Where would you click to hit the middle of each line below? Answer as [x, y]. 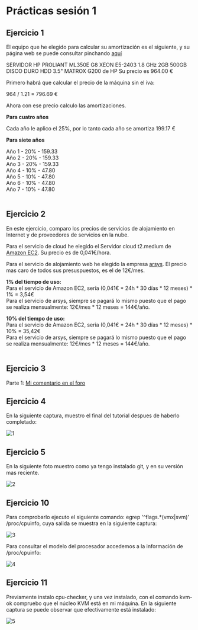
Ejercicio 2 [26, 214]
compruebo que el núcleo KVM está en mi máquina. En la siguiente [95, 603]
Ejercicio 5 [26, 452]
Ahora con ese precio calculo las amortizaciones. [66, 105]
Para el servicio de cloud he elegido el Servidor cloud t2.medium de [89, 246]
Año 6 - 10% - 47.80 [31, 183]
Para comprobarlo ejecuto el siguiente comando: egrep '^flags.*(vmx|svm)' [98, 517]
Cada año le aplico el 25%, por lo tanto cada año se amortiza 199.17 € [91, 128]
